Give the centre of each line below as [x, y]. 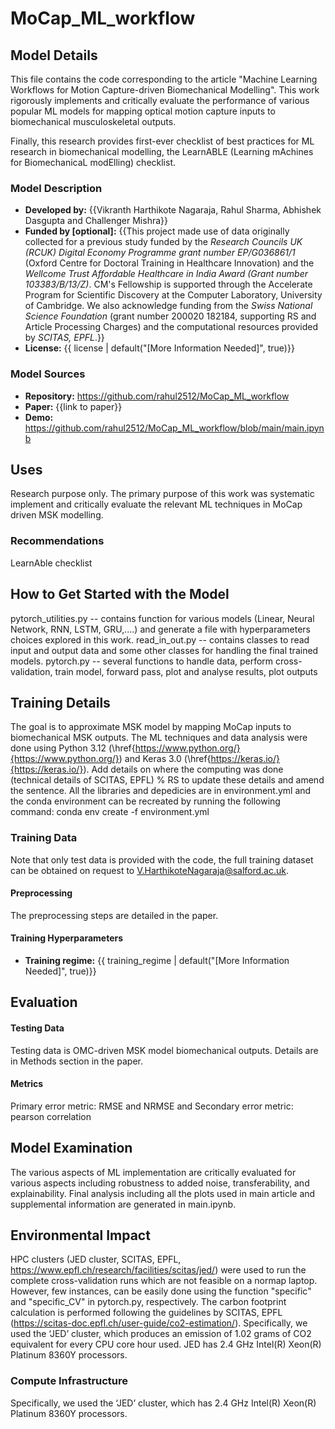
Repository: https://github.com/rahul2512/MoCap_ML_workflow [157, 396]
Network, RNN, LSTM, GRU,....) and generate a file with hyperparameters [160, 629]
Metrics [27, 1084]
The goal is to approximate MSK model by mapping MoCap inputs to [151, 727]
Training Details [60, 702]
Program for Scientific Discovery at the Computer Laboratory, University [173, 295]
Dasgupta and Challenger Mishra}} [96, 221]
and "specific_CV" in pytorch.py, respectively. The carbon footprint [148, 1302]
